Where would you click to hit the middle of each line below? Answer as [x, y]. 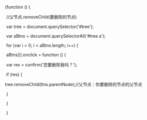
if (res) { [14, 74]
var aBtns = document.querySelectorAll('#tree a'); [56, 36]
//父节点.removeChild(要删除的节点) [42, 17]
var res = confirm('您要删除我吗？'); [42, 65]
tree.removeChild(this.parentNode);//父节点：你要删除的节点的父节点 [74, 84]
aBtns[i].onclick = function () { [36, 55]
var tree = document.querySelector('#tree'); [50, 27]
